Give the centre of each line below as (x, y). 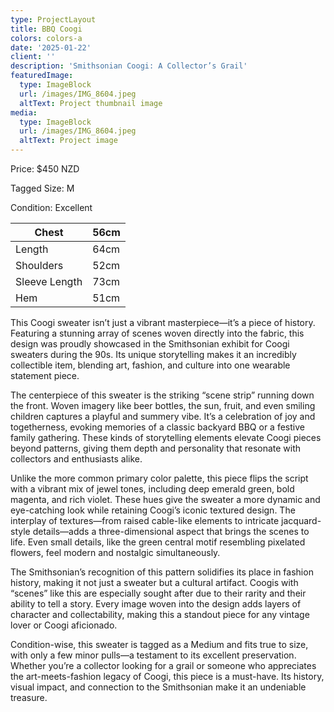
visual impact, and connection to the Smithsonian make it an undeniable (158, 687)
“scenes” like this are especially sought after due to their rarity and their (158, 593)
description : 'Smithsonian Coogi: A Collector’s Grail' (129, 66)
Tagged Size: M (42, 188)
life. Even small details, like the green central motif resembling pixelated (158, 542)
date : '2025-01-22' (51, 47)
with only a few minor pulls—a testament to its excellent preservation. (153, 655)
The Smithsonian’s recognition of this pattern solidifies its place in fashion (162, 572)
